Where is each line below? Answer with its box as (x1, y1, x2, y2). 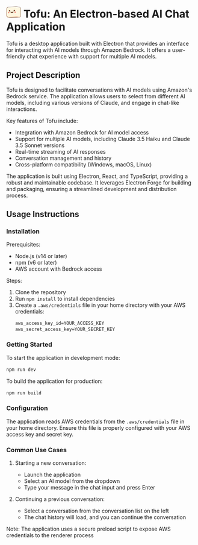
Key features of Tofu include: (6, 117, 78, 124)
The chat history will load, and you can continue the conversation (23, 514, 187, 521)
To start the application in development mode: (6, 354, 120, 361)
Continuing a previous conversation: (14, 496, 105, 503)
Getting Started (6, 341, 52, 349)
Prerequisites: (6, 241, 41, 248)
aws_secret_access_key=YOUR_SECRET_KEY (14, 326, 116, 333)
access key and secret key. (6, 430, 74, 438)
